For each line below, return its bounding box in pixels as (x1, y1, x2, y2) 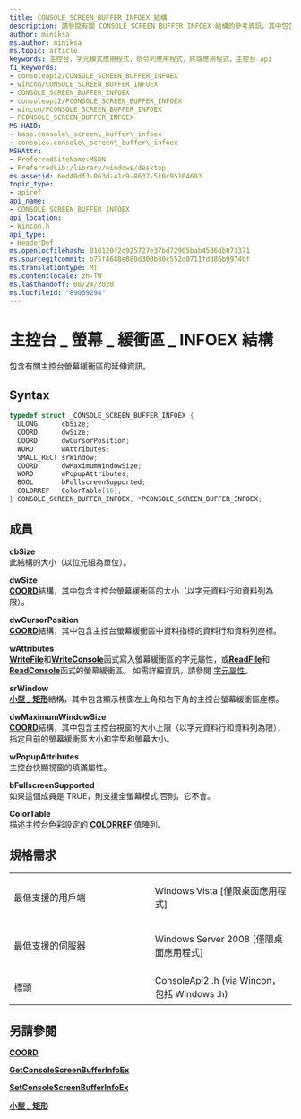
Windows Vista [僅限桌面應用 (155, 884, 278, 897)
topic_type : (9, 180, 54, 189)
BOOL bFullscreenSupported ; (17, 478, 146, 487)
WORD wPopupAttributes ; (17, 470, 130, 479)
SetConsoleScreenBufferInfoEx (9, 1082, 129, 1093)
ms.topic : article (9, 47, 78, 56)
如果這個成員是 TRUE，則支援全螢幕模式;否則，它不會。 (9, 790, 216, 801)
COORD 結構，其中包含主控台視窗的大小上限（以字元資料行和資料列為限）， (9, 722, 286, 733)
